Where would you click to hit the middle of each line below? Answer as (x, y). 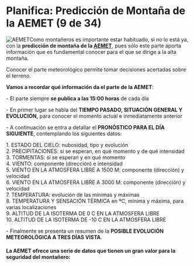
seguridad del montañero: (38, 257)
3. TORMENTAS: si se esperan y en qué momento (66, 157)
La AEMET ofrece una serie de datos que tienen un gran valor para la (91, 251)
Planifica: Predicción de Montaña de (96, 11)
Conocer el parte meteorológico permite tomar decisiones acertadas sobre (96, 69)
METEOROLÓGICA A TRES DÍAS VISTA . (54, 237)
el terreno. (18, 76)
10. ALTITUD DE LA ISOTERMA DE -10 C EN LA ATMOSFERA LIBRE (86, 219)
